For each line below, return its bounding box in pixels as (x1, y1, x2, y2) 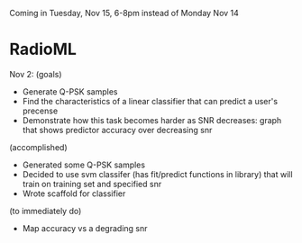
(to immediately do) (9, 205, 82, 216)
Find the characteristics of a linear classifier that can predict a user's (22, 95, 278, 106)
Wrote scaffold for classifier (22, 188, 126, 199)
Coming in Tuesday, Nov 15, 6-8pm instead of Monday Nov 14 (9, 8, 239, 18)
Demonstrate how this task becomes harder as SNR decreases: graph (22, 114, 282, 125)
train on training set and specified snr (22, 178, 162, 189)
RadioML (9, 40, 77, 59)
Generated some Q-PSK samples (22, 159, 146, 170)
